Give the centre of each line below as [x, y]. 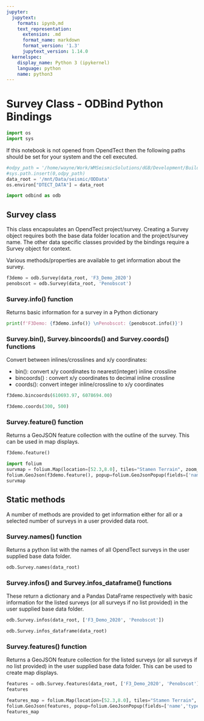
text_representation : [44, 29]
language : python [39, 68]
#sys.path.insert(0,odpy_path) [46, 174]
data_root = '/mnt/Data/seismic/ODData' [58, 179]
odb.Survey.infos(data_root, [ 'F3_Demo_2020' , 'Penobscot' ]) [85, 620]
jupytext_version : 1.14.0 [55, 52]
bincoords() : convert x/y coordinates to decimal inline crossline [95, 378]
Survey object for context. [39, 249]
